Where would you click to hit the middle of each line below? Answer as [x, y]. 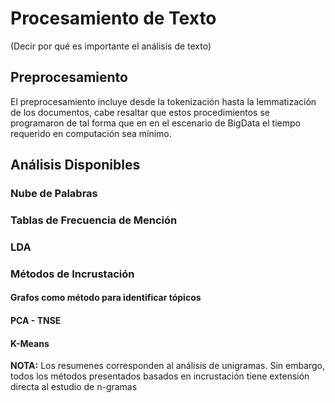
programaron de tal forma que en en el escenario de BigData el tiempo [155, 123]
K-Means [30, 343]
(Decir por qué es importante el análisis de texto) [111, 46]
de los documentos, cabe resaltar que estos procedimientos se [140, 112]
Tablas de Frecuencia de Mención [94, 220]
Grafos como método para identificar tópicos [106, 298]
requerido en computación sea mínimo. [91, 133]
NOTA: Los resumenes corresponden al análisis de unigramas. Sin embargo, [168, 366]
